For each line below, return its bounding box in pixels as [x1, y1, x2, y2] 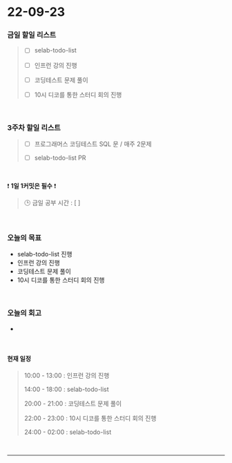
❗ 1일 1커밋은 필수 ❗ [7, 182, 57, 190]
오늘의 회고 [7, 308, 42, 318]
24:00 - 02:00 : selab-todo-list [23, 428, 112, 436]
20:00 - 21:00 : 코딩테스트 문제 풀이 [23, 399, 122, 408]
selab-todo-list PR [34, 153, 86, 162]
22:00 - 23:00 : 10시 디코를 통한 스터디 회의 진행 [23, 414, 157, 422]
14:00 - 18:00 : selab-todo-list [23, 385, 109, 393]
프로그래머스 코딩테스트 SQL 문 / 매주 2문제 [34, 140, 152, 149]
